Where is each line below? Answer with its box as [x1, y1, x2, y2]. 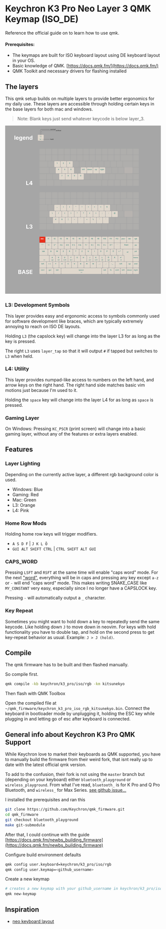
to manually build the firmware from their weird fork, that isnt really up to [5, 757, 153, 763]
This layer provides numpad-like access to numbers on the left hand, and [5, 377, 154, 383]
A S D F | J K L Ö [12, 541, 48, 546]
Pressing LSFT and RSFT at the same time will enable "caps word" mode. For [5, 569, 158, 575]
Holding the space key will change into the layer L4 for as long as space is [5, 397, 154, 403]
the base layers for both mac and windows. [5, 106, 93, 112]
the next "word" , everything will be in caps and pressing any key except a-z [5, 575, 159, 581]
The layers [5, 82, 39, 91]
